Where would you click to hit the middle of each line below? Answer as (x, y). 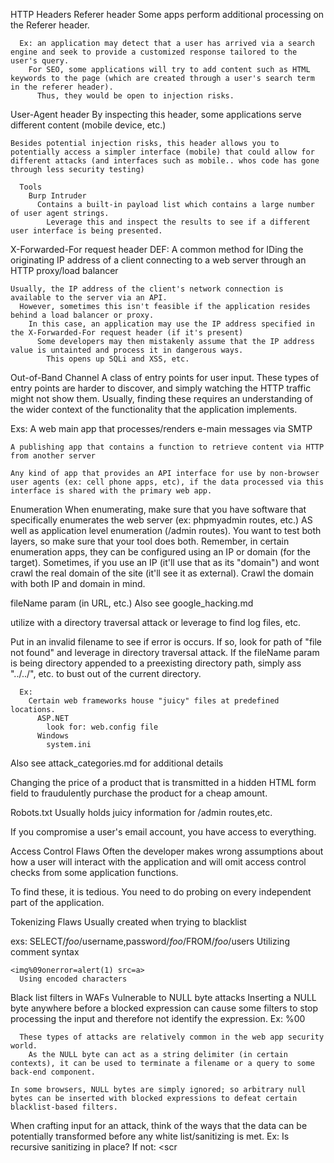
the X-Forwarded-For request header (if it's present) (127, 333)
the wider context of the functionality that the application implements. (154, 409)
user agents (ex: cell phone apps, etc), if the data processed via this (167, 482)
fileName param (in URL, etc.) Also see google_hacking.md (132, 603)
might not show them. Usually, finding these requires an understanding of (161, 398)
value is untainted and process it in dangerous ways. (127, 350)
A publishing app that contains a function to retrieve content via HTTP (167, 447)
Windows (53, 736)
